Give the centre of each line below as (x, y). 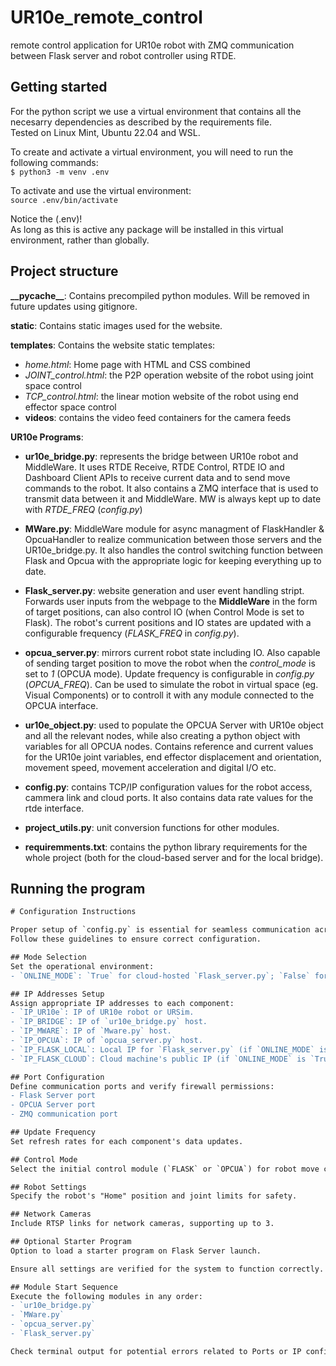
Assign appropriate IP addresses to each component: (122, 1003)
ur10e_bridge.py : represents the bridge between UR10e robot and (161, 456)
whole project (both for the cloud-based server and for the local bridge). (174, 857)
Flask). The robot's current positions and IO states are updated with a (168, 622)
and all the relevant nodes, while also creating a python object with (162, 735)
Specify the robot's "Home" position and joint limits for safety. (154, 1196)
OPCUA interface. (61, 705)
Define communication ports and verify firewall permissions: (142, 1086)
